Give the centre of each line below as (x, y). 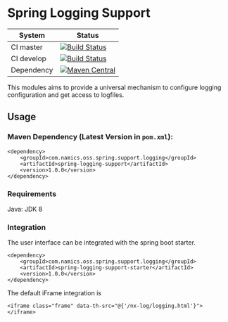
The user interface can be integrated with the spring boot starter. (101, 243)
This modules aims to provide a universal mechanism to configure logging (114, 87)
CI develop (29, 58)
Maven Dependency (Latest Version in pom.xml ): (90, 137)
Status (88, 35)
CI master (27, 47)
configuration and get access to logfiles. (66, 95)
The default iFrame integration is (55, 293)
